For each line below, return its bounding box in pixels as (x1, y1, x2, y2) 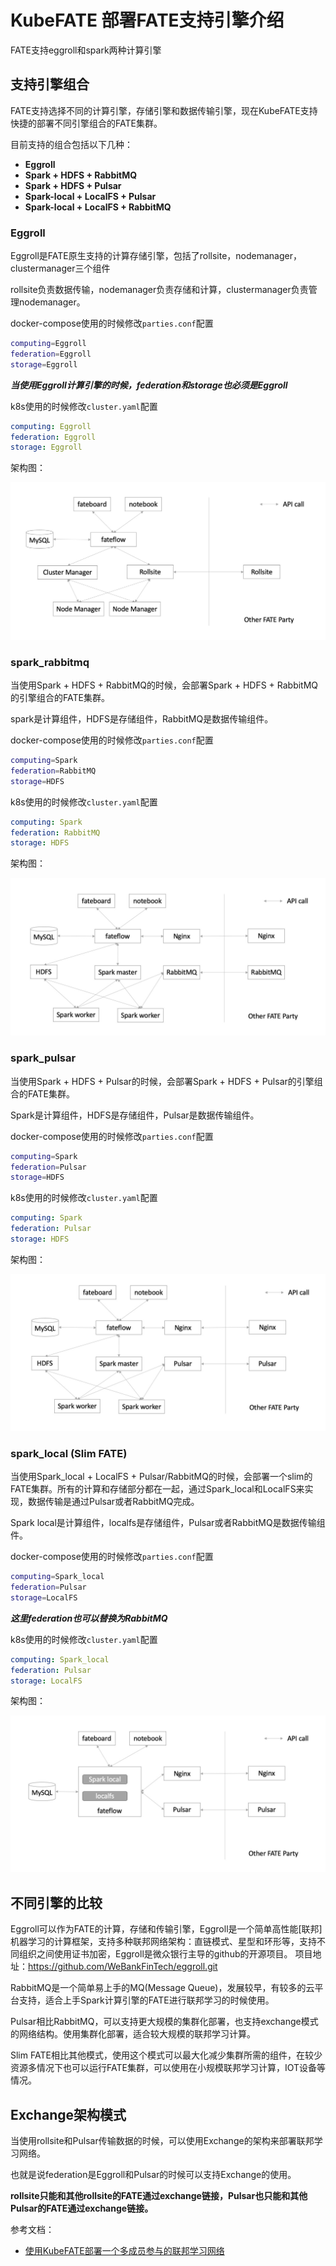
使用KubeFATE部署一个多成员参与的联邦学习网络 (24, 2245, 225, 2257)
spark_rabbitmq (10, 655, 90, 669)
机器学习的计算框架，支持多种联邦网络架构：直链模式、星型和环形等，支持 (10, 1936, 317, 1948)
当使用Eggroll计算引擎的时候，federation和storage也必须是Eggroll (10, 379, 288, 391)
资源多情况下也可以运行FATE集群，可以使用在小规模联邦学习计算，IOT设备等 (10, 2062, 326, 2074)
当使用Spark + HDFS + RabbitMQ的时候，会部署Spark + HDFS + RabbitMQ (10, 679, 319, 691)
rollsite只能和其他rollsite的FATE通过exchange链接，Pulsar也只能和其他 (10, 2190, 308, 2202)
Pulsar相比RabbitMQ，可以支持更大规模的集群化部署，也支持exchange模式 (10, 2016, 319, 2028)
